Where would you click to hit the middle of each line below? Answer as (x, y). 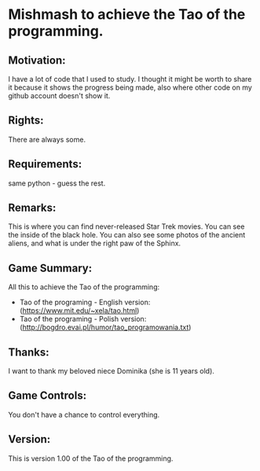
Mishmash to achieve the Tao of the (127, 15)
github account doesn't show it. (59, 96)
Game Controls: (48, 396)
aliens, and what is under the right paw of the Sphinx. (95, 243)
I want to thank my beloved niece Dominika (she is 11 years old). (111, 371)
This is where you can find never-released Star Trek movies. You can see (126, 226)
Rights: (26, 121)
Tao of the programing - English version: (85, 302)
